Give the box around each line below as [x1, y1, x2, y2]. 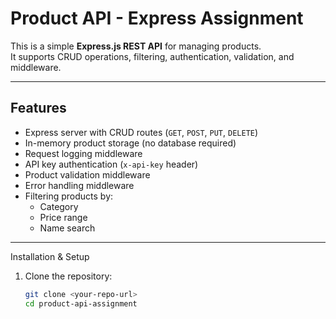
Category [39, 200, 79, 212]
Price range [39, 211, 88, 223]
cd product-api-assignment [24, 298, 138, 309]
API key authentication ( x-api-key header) [24, 158, 199, 170]
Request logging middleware [24, 147, 143, 159]
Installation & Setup [10, 250, 90, 262]
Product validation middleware [24, 168, 151, 181]
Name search [39, 222, 96, 234]
